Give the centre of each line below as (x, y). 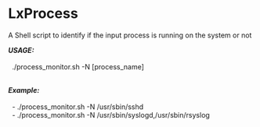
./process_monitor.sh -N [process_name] (78, 66)
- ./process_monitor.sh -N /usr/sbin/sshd (78, 107)
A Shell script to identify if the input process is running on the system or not (130, 35)
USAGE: (21, 50)
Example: (24, 90)
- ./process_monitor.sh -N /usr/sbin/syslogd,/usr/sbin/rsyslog (110, 115)
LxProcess (43, 14)
